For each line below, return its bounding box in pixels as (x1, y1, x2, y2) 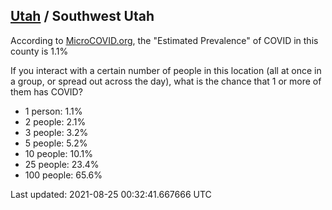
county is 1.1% (10, 45, 69, 57)
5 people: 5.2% (24, 137, 88, 149)
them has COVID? (10, 85, 83, 98)
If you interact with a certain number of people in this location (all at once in (10, 64, 322, 76)
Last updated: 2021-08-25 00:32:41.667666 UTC (10, 188, 212, 200)
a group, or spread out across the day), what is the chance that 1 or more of (10, 75, 322, 87)
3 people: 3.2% (24, 126, 89, 138)
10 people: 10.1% (24, 147, 93, 159)
